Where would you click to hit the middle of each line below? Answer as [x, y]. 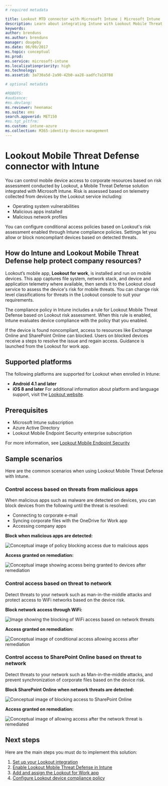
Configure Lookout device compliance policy [59, 778]
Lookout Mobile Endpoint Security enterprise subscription [72, 433]
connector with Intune [52, 166]
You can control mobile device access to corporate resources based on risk [83, 180]
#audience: [17, 98]
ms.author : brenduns [27, 38]
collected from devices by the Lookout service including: [64, 196]
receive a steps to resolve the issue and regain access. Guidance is [75, 341]
